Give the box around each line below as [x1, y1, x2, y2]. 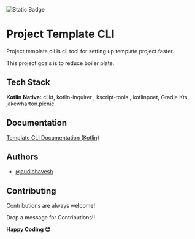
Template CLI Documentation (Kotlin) [6, 134, 100, 141]
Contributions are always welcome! [6, 202, 96, 210]
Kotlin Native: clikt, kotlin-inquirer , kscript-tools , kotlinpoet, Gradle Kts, [6, 93, 189, 101]
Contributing [6, 186, 56, 196]
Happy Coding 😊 [6, 226, 51, 233]
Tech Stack [6, 77, 50, 88]
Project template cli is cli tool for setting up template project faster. [6, 47, 175, 55]
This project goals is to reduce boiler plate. [6, 59, 115, 67]
